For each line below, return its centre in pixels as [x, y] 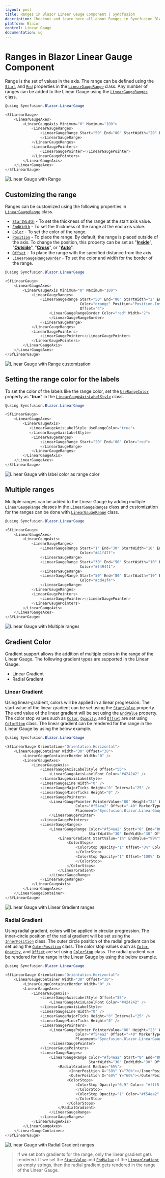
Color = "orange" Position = [106, 304]
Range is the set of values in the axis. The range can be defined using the [80, 81]
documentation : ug [24, 33]
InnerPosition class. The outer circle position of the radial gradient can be [80, 941]
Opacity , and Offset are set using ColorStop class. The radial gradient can [80, 952]
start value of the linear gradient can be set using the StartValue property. [80, 708]
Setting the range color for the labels [62, 379]
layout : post [18, 10]
